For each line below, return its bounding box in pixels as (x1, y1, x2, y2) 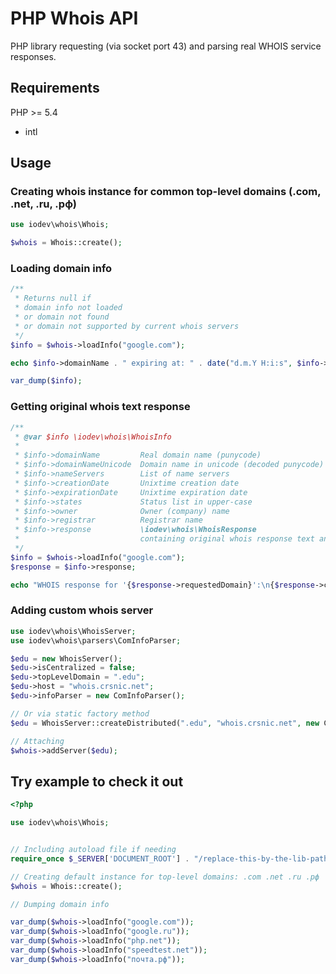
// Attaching (10, 736, 65, 746)
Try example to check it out (10, 773, 184, 790)
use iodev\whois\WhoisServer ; (10, 626, 137, 636)
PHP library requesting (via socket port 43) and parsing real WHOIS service (10, 40, 322, 52)
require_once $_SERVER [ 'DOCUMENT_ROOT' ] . (10, 853, 190, 864)
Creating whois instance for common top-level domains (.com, (10, 185, 322, 199)
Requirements (10, 80, 100, 97)
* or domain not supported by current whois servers (14, 321, 240, 331)
